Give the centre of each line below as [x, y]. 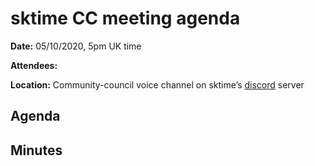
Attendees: [34, 65]
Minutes [36, 150]
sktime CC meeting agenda [125, 18]
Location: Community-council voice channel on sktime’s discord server [157, 84]
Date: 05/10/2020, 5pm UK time [76, 46]
